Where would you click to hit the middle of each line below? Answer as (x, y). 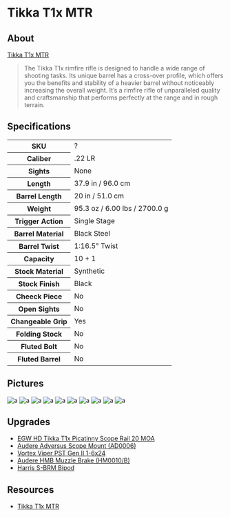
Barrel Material (39, 234)
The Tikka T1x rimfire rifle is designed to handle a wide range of (114, 68)
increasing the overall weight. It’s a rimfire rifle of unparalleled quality (122, 90)
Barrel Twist (39, 246)
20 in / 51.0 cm (99, 196)
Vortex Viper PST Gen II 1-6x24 (61, 453)
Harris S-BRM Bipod (45, 468)
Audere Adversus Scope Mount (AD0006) (76, 446)
